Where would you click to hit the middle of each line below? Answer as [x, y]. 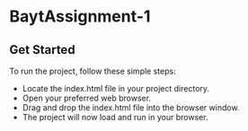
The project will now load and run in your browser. [115, 117]
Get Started [42, 50]
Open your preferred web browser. [86, 98]
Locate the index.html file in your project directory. [115, 88]
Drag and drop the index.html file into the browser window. [131, 108]
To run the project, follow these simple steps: [93, 71]
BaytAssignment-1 [80, 17]
